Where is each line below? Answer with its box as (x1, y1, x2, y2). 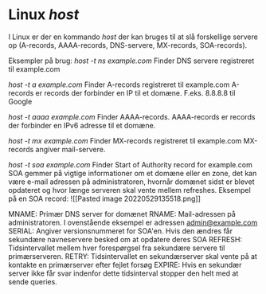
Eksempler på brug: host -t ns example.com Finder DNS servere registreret (8, 56, 255, 65)
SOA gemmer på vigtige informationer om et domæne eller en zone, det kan (8, 168, 257, 178)
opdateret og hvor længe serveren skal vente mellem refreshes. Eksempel (8, 185, 251, 194)
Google (8, 96, 33, 106)
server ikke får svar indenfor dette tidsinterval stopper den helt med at (8, 269, 239, 278)
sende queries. (8, 276, 57, 286)
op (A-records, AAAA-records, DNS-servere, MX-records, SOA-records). (8, 40, 248, 49)
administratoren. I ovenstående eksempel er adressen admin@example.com (8, 218, 258, 227)
